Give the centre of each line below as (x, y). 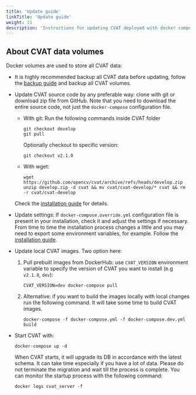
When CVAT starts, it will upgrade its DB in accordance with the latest (98, 357)
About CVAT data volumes (55, 51)
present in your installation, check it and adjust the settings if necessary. (101, 221)
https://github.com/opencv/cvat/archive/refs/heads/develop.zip (103, 183)
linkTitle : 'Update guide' (39, 17)
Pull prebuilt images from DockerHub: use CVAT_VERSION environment (106, 262)
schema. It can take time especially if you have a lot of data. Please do (99, 363)
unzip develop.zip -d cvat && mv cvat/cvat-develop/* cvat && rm (104, 188)
